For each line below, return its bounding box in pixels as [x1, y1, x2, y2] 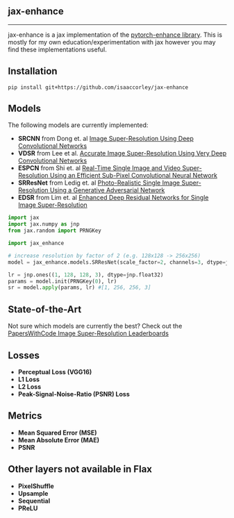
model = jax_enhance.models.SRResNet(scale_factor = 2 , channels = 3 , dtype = [8, 258, 226, 266]
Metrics [8, 410, 42, 422]
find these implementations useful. [8, 45, 107, 53]
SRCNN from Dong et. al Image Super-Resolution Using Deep [17, 135, 194, 143]
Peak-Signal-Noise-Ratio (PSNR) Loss [17, 390, 131, 398]
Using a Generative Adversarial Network [49, 186, 165, 194]
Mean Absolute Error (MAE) [17, 435, 100, 444]
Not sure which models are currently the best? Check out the [8, 322, 183, 331]
